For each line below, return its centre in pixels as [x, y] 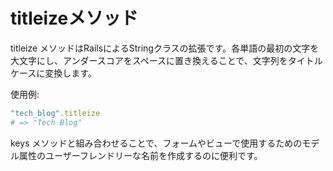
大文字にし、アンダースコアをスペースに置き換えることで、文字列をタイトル [166, 60]
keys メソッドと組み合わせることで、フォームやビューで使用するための [156, 143]
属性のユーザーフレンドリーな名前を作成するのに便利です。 [140, 155]
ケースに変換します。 [53, 73]
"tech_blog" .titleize [55, 113]
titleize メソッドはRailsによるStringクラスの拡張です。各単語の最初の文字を [165, 48]
